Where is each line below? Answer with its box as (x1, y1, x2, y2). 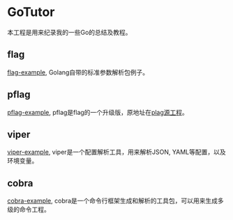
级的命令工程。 (7, 205, 50, 214)
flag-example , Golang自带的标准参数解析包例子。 (7, 68, 149, 77)
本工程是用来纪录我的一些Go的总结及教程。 (7, 28, 132, 36)
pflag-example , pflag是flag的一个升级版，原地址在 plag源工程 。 (7, 108, 188, 116)
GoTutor (7, 4, 55, 20)
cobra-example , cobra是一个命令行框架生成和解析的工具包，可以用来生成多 (7, 196, 225, 205)
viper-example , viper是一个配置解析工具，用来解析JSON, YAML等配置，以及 (7, 148, 227, 157)
